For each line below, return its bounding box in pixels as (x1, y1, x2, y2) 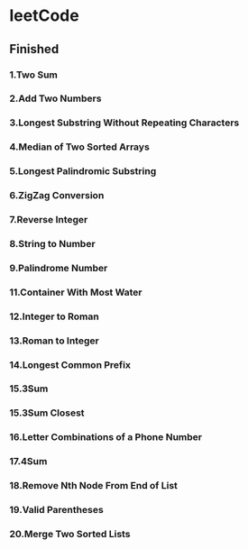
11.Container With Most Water (9, 286, 142, 298)
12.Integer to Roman (9, 310, 99, 323)
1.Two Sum (9, 69, 59, 81)
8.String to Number (9, 237, 96, 250)
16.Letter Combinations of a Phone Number (9, 431, 203, 444)
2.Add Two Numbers (9, 92, 102, 105)
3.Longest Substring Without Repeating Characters (9, 116, 240, 129)
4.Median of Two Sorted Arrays (9, 141, 151, 153)
